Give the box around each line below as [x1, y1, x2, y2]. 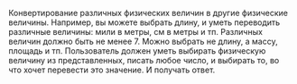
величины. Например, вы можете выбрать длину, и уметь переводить [8, 17, 281, 28]
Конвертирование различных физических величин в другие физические [8, 8, 288, 18]
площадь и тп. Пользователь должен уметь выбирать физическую [8, 46, 266, 56]
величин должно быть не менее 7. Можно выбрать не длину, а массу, [8, 36, 278, 46]
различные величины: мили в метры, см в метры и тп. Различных [8, 27, 264, 37]
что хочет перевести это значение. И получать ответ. [8, 64, 216, 75]
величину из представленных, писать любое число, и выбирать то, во [8, 55, 280, 65]
